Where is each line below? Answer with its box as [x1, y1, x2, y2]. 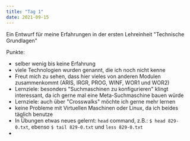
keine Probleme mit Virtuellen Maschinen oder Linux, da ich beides [14, 104, 179, 111]
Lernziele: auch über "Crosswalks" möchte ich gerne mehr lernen [14, 98, 176, 105]
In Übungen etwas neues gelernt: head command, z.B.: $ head [14, 117, 166, 124]
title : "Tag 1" [6, 8, 44, 15]
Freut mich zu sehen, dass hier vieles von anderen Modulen [14, 73, 161, 80]
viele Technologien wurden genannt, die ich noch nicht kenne [14, 66, 166, 73]
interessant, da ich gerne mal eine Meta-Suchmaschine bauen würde [14, 92, 184, 99]
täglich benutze [14, 111, 53, 118]
